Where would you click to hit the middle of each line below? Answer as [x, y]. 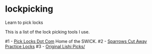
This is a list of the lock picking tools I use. [47, 32]
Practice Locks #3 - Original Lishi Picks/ [45, 46]
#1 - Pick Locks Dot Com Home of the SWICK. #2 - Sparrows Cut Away [76, 41]
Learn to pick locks [24, 22]
